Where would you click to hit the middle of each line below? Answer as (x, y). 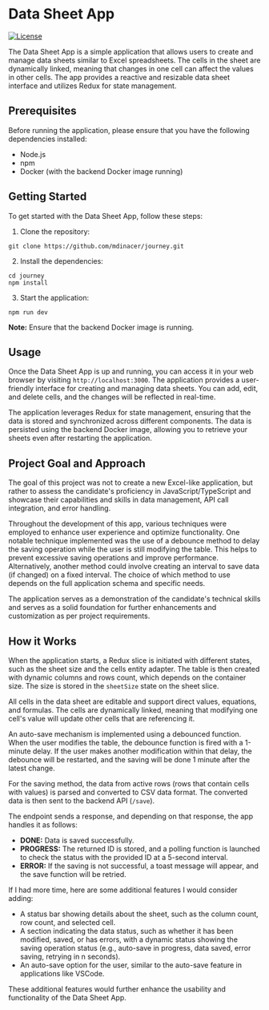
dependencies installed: (48, 139)
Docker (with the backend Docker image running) (101, 171)
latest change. (32, 768)
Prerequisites (42, 111)
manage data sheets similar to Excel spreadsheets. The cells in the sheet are (134, 60)
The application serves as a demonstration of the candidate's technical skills (134, 599)
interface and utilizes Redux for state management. (92, 86)
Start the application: (54, 297)
